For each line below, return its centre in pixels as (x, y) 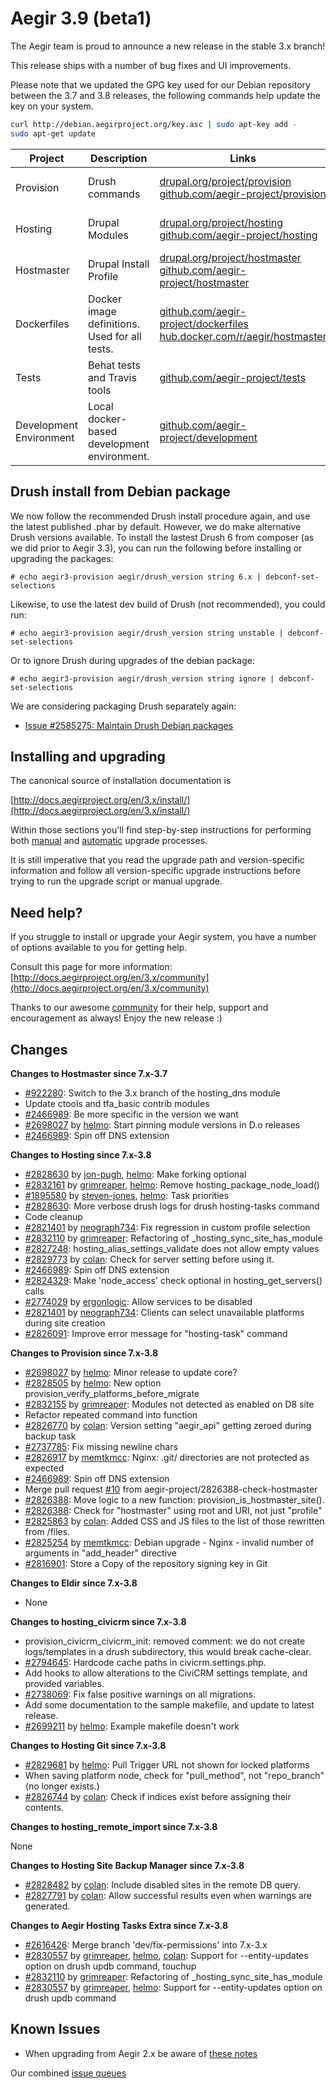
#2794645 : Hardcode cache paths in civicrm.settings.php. (145, 1662)
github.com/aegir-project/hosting (238, 235)
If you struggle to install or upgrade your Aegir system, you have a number (163, 937)
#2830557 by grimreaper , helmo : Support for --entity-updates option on (173, 1987)
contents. (44, 1807)
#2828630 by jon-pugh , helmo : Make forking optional (135, 1174)
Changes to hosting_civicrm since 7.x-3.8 (98, 1621)
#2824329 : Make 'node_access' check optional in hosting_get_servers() (173, 1280)
